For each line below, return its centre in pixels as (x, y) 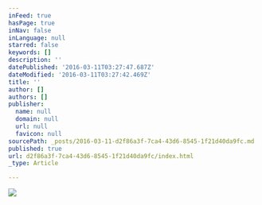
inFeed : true (30, 15)
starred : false (33, 45)
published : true (35, 149)
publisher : (26, 104)
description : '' (35, 60)
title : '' (25, 82)
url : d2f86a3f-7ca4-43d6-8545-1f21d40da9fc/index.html (101, 156)
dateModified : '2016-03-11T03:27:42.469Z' (80, 75)
